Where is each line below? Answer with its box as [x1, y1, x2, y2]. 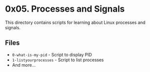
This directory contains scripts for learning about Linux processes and [5, 19, 146, 25]
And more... [12, 62, 36, 68]
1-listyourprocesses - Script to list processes [12, 57, 104, 63]
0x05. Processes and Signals [5, 3, 125, 15]
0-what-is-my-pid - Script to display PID [12, 52, 92, 57]
